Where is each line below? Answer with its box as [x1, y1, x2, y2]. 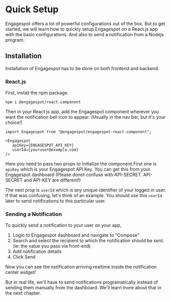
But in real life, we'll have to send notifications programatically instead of [5, 279, 158, 285]
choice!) [5, 119, 23, 126]
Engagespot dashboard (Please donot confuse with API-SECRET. [5, 171, 142, 178]
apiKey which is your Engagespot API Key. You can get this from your [5, 166, 151, 173]
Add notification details [12, 248, 62, 254]
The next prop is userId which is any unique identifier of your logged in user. [5, 187, 166, 193]
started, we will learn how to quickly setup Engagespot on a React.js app [5, 26, 158, 32]
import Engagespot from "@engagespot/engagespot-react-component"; [5, 130, 152, 135]
